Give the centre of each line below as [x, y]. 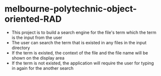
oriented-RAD [33, 19]
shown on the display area [38, 58]
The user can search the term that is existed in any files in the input [79, 42]
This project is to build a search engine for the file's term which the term [84, 32]
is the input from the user [37, 38]
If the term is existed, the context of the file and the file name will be [80, 53]
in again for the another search [43, 68]
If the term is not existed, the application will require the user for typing [83, 63]
